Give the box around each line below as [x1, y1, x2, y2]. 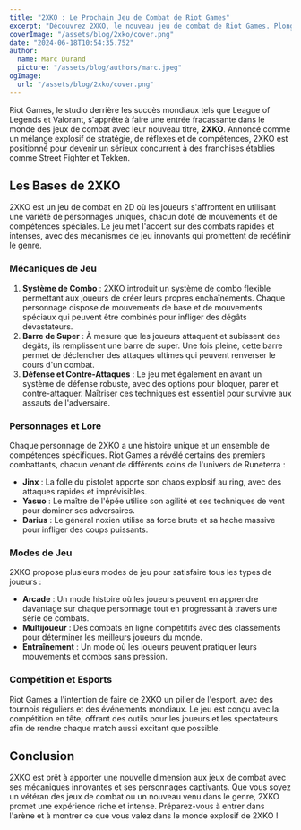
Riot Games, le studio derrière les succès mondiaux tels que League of [9, 104, 271, 115]
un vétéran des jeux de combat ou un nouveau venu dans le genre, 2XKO [9, 791, 279, 802]
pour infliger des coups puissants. [21, 524, 149, 535]
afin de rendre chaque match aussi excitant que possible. [9, 722, 221, 733]
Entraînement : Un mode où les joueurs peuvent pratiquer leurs [21, 642, 257, 652]
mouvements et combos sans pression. [21, 651, 168, 662]
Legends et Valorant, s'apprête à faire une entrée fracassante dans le [9, 114, 266, 125]
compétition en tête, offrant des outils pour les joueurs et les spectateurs [9, 712, 279, 723]
